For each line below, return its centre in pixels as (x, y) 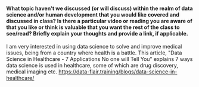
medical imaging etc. (32, 72)
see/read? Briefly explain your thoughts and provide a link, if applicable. (97, 33)
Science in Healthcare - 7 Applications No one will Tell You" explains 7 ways (99, 59)
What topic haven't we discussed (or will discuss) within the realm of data (99, 8)
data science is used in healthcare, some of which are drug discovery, (92, 66)
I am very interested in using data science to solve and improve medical (94, 47)
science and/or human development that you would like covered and (93, 14)
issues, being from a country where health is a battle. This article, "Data (94, 53)
